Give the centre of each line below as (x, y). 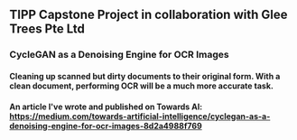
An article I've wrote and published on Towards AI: (106, 107)
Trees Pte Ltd (47, 29)
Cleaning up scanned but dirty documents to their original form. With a (145, 76)
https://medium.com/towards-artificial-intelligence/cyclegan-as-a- (140, 116)
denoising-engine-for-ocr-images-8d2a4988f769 (106, 126)
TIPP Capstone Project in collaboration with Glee (148, 15)
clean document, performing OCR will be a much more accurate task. (141, 86)
